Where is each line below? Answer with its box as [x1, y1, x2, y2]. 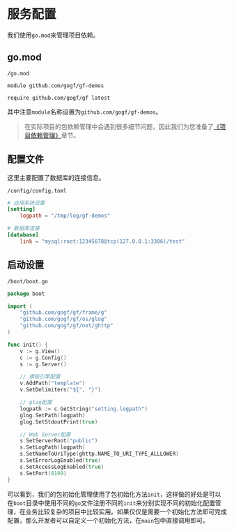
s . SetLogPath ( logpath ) [19, 444, 86, 451]
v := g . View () [19, 347, 61, 354]
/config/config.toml [7, 187, 68, 194]
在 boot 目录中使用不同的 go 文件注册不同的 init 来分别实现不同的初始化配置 [7, 498, 216, 507]
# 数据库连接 [7, 225, 40, 232]
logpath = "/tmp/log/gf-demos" [19, 212, 111, 220]
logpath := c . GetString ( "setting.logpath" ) [19, 405, 148, 412]
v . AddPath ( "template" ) [19, 380, 86, 387]
